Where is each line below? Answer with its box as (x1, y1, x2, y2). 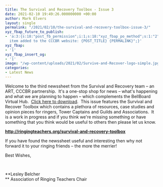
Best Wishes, (5, 152, 32, 158)
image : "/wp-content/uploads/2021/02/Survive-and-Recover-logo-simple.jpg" (5, 61, 162, 66)
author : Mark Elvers (5, 16, 47, 21)
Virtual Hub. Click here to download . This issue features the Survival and (5, 99, 152, 104)
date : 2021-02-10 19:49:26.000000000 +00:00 (5, 12, 97, 16)
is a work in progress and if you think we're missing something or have (5, 114, 147, 120)
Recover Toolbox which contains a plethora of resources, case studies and (5, 103, 154, 109)
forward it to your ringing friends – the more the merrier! (5, 143, 117, 149)
